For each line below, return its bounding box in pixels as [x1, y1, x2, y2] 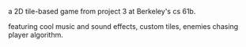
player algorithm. [8, 31, 63, 39]
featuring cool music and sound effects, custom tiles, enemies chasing [8, 22, 239, 31]
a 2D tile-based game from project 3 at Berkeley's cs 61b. [8, 7, 196, 16]
